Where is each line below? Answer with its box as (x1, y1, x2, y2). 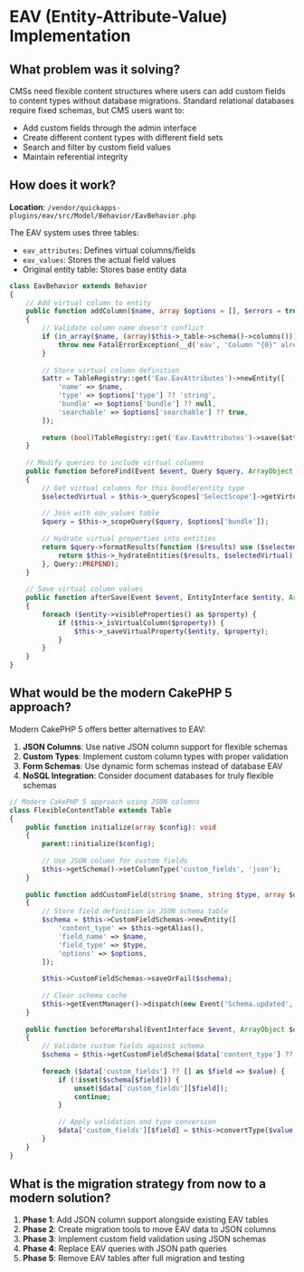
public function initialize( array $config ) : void (25, 823, 217, 832)
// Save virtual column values (25, 584, 144, 594)
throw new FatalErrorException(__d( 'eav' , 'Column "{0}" (57, 340, 278, 350)
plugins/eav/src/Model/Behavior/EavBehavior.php (9, 211, 196, 220)
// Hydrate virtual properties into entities (42, 535, 217, 544)
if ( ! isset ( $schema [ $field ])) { (57, 1075, 180, 1084)
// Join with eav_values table (42, 509, 160, 518)
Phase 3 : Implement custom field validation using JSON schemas (22, 1234, 267, 1245)
